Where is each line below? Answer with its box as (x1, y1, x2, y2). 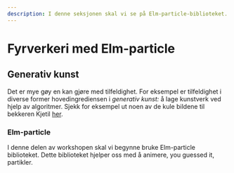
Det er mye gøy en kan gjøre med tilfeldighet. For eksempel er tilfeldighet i (7, 87, 222, 96)
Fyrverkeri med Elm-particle (7, 40, 176, 56)
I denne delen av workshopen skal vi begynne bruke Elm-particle (7, 143, 195, 151)
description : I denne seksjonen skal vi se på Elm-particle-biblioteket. (7, 10, 228, 18)
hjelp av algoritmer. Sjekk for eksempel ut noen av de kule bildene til (7, 102, 205, 110)
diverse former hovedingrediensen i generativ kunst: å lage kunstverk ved (7, 94, 221, 103)
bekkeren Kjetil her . (7, 110, 63, 118)
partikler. (7, 158, 33, 166)
